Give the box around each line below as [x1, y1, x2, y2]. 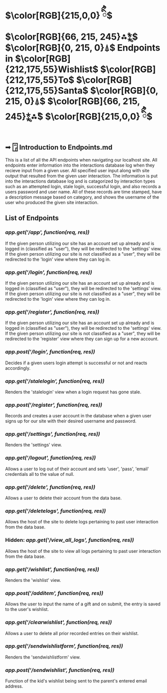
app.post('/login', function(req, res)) [5, 348, 96, 355]
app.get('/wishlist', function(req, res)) [5, 566, 100, 573]
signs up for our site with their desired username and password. [5, 418, 137, 424]
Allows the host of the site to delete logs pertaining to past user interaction [5, 519, 159, 525]
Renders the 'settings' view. [5, 442, 62, 448]
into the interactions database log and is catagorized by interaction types [5, 178, 156, 184]
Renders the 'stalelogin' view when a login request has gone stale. [5, 389, 142, 395]
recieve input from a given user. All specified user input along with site [5, 168, 150, 173]
